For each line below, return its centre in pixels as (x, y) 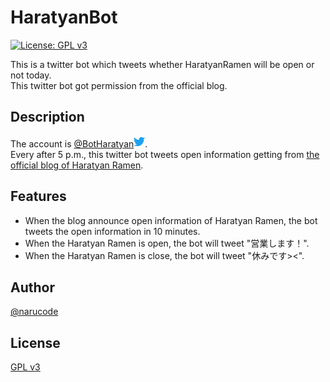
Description (47, 117)
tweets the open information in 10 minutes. (112, 231)
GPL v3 (25, 367)
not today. (31, 75)
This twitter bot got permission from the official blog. (119, 85)
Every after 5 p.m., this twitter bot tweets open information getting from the (165, 154)
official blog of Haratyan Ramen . (77, 165)
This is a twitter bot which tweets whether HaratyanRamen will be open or (162, 64)
